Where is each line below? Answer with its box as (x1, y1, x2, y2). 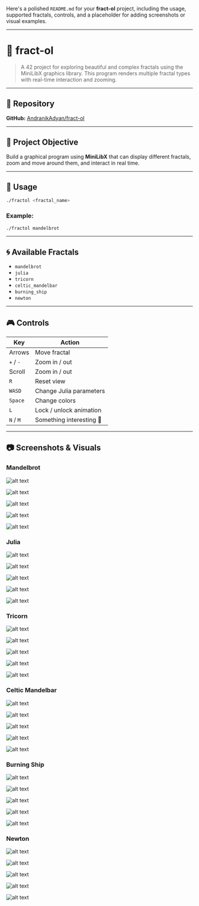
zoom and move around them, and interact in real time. (6, 159, 140, 167)
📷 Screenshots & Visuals (6, 443, 101, 453)
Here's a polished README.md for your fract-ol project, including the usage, (6, 5, 187, 12)
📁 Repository (6, 99, 55, 109)
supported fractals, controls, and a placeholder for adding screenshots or (6, 11, 185, 18)
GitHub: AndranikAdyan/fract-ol (6, 114, 85, 121)
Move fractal (34, 348, 70, 357)
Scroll (9, 367, 25, 376)
